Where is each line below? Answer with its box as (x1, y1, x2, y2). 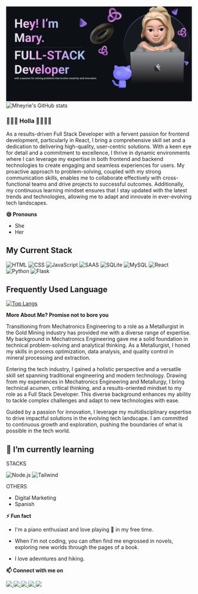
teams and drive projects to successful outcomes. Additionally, (31, 181, 184, 188)
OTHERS (6, 483, 28, 490)
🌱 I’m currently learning (6, 444, 94, 454)
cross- (162, 174, 179, 181)
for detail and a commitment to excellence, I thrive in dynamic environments (6, 149, 190, 156)
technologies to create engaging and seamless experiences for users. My (6, 162, 185, 169)
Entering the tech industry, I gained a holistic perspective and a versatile (6, 366, 181, 373)
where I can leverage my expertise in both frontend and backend (6, 155, 164, 162)
